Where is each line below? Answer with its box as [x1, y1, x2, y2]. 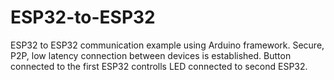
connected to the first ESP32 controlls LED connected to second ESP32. [10, 60, 308, 72]
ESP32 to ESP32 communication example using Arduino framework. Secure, [10, 39, 325, 51]
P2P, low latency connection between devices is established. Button [10, 49, 292, 61]
